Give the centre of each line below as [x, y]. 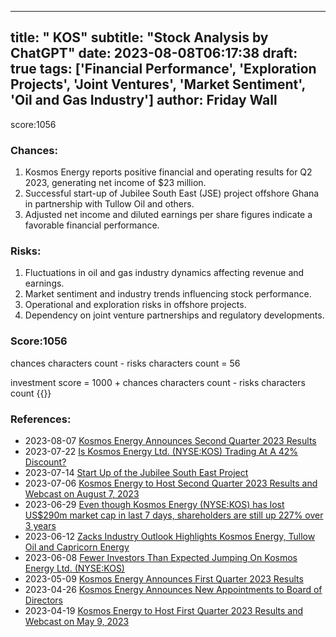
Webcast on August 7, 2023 [82, 494]
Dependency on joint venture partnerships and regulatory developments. [174, 315]
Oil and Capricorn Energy [77, 547]
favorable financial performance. [92, 225]
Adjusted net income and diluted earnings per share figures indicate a [168, 215]
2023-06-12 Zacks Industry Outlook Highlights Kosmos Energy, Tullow [170, 536]
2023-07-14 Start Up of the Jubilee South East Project [136, 472]
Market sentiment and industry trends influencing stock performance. [168, 294]
